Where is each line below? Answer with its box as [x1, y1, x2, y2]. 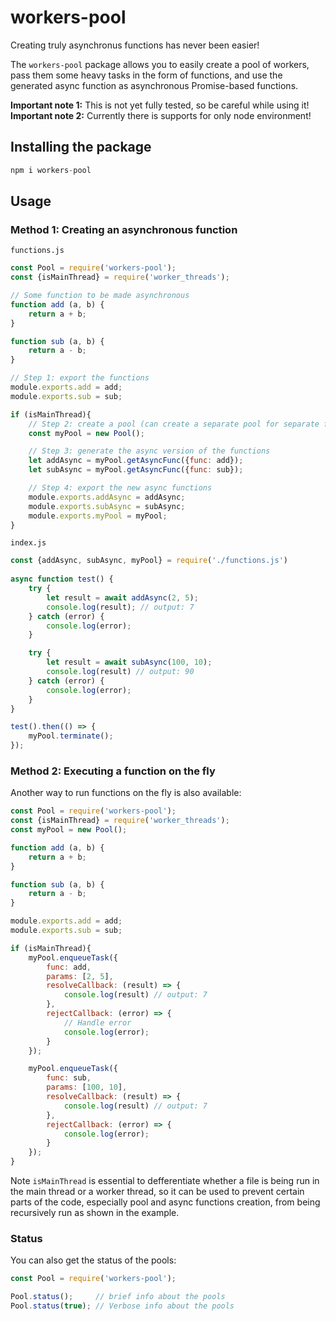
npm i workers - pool [10, 165, 92, 175]
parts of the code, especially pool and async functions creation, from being [10, 1196, 321, 1208]
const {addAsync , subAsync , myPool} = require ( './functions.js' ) [10, 556, 288, 566]
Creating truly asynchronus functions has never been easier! [10, 39, 260, 51]
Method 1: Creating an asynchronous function [10, 222, 238, 236]
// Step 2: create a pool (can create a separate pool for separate [28, 419, 320, 429]
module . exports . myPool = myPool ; [28, 511, 168, 521]
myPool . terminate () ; [28, 731, 114, 741]
